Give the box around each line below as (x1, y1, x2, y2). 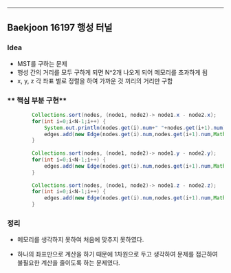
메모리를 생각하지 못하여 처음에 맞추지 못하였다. (16, 235, 144, 244)
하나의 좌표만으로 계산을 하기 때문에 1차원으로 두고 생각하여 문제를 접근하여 (16, 250, 218, 259)
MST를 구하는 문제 (16, 59, 67, 67)
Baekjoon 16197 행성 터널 (7, 22, 113, 34)
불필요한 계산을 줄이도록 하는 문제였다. (16, 259, 120, 267)
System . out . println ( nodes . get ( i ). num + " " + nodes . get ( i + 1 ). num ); (43, 124, 229, 131)
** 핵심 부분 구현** (7, 96, 67, 105)
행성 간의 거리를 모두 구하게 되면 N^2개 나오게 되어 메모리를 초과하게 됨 (16, 68, 208, 76)
